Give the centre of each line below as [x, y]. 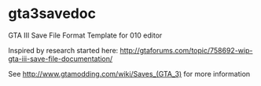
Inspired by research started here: [63, 50]
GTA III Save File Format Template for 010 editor [85, 35]
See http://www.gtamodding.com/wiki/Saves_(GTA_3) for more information [129, 73]
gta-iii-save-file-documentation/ [61, 59]
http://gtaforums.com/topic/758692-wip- [186, 50]
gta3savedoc [52, 14]
